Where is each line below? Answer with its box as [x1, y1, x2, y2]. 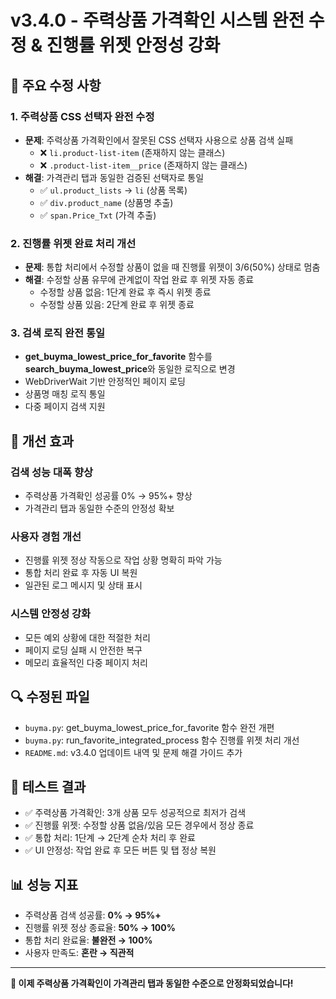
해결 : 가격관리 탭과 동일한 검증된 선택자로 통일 [24, 171, 205, 183]
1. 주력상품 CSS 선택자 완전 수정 [10, 109, 155, 123]
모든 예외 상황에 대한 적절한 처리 [24, 631, 151, 643]
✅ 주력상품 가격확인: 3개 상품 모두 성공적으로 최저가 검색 [24, 807, 247, 819]
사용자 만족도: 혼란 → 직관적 [24, 947, 135, 959]
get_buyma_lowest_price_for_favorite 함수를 [24, 351, 213, 363]
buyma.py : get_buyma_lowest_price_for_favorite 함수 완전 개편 [24, 721, 275, 733]
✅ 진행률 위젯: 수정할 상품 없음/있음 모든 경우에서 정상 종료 [24, 819, 255, 831]
